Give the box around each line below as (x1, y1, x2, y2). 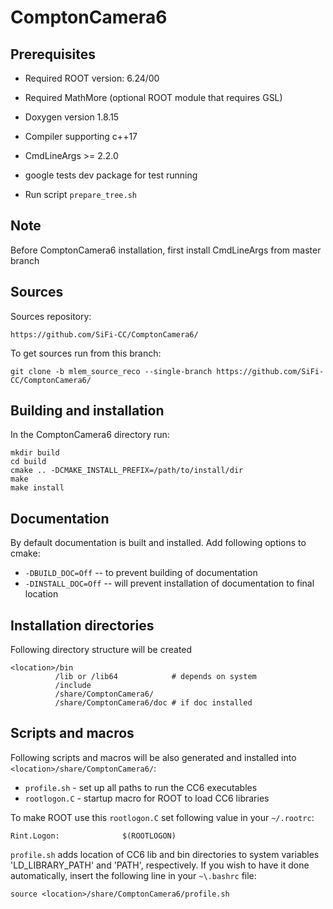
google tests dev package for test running (24, 169, 198, 181)
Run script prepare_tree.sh (24, 189, 137, 200)
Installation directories (10, 617, 155, 634)
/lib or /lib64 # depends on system (54, 672, 257, 682)
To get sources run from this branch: (10, 347, 162, 359)
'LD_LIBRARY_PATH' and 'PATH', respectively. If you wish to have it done (10, 859, 310, 871)
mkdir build (10, 448, 60, 458)
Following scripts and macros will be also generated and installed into (10, 751, 297, 763)
